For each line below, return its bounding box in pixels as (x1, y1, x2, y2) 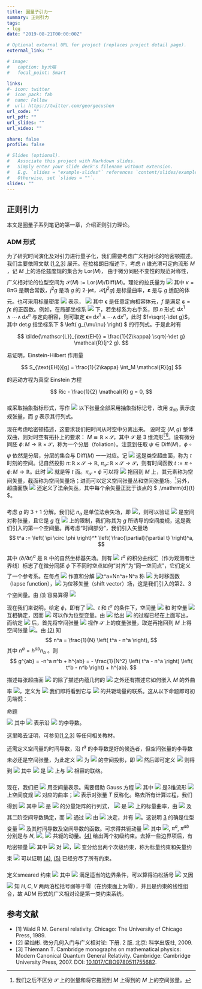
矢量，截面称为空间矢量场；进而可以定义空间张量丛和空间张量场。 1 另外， (11, 476, 192, 484)
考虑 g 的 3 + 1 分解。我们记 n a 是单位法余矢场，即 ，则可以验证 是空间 (7, 509, 195, 517)
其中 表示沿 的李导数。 (14, 719, 85, 726)
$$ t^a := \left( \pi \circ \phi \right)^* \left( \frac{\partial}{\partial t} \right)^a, (8, 534, 194, 541)
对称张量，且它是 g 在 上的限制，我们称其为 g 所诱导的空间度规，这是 (7, 516, 186, 524)
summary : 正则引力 (7, 14, 50, 20)
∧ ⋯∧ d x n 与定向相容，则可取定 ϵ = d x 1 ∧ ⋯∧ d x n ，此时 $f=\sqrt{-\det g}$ (7, 312, 188, 320)
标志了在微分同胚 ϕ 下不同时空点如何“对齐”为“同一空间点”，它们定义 (22, 562, 191, 569)
